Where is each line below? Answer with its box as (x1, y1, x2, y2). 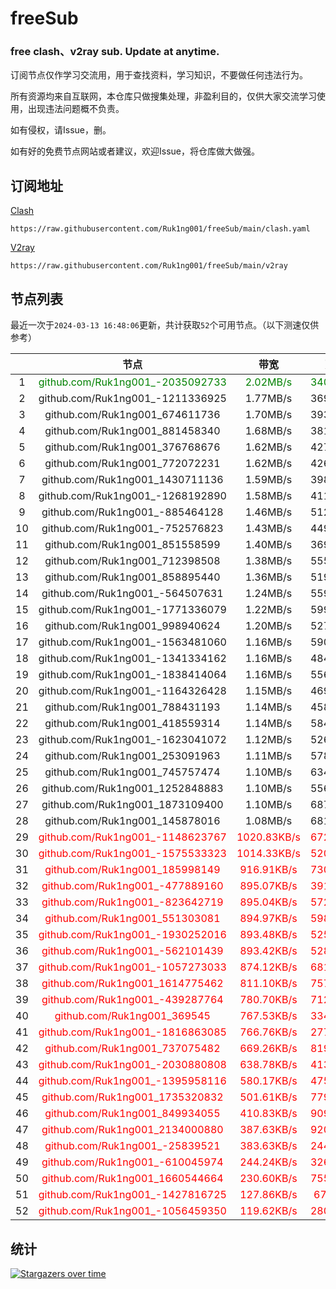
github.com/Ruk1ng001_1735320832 (41, 1090, 224, 1104)
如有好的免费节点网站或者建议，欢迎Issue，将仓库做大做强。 (10, 145, 260, 157)
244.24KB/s (239, 1155, 298, 1169)
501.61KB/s (239, 1090, 298, 1104)
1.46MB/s (244, 505, 293, 519)
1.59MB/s (244, 473, 293, 487)
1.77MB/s (244, 392, 293, 406)
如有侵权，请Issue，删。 (10, 124, 112, 136)
